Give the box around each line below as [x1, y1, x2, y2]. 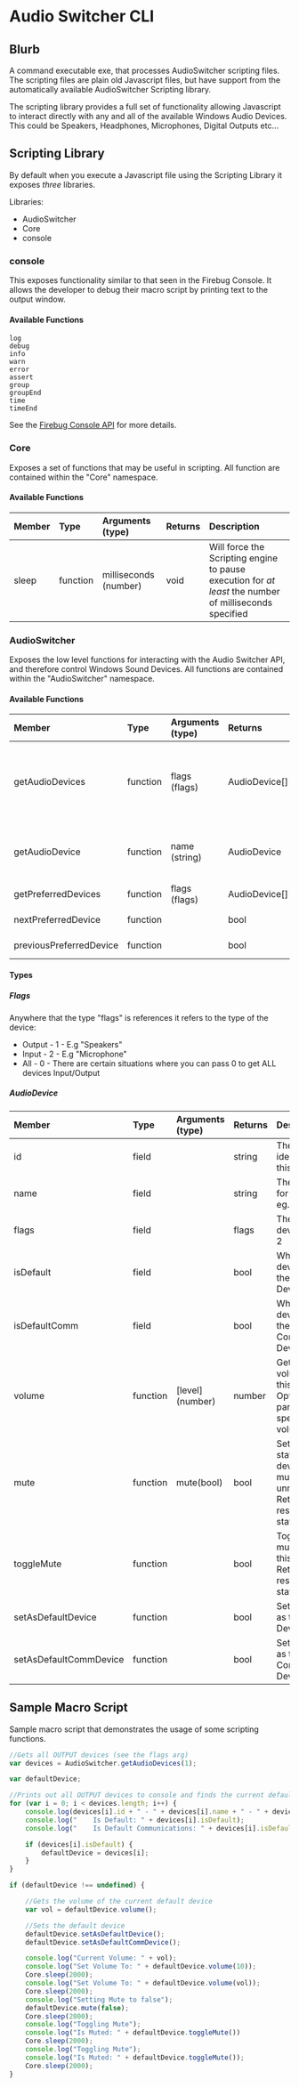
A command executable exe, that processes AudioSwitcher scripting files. [9, 65, 280, 76]
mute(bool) [176, 1476, 223, 1488]
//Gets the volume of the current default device [25, 1897, 214, 1906]
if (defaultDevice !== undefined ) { [9, 1881, 145, 1890]
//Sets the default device [25, 1921, 125, 1930]
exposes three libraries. [9, 179, 96, 190]
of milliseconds [208, 596, 273, 609]
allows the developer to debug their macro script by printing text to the [9, 285, 269, 295]
